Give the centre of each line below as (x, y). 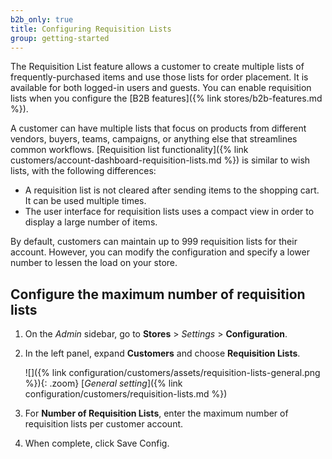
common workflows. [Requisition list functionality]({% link (129, 150)
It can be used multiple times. (85, 201)
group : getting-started (60, 38)
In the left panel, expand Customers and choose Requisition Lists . (162, 353)
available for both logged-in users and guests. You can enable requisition (161, 88)
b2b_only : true (42, 19)
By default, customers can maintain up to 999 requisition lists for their (154, 242)
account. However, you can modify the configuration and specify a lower (160, 252)
